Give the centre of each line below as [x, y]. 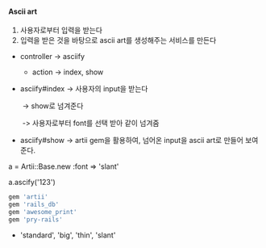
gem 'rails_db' [34, 205]
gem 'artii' [28, 197]
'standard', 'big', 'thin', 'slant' [68, 235]
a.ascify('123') [32, 183]
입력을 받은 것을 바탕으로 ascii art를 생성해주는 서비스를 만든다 [118, 40]
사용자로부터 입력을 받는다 [61, 30]
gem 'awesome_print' [43, 212]
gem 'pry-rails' [35, 219]
